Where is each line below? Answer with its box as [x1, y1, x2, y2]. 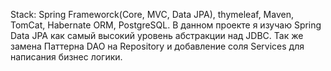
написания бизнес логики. [10, 51, 123, 63]
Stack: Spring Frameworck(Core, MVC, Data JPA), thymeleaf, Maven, [10, 9, 294, 20]
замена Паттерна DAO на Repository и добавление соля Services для [10, 40, 305, 52]
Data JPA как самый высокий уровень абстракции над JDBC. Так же [10, 30, 304, 41]
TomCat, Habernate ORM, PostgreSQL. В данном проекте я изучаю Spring [10, 19, 322, 31]
